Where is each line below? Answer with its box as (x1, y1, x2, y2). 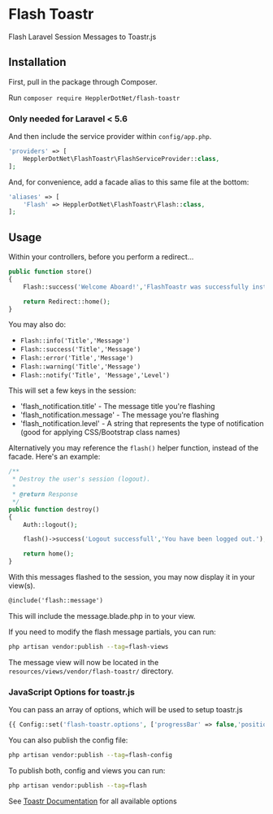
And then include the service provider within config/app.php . (8, 132, 212, 141)
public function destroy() (8, 505, 100, 513)
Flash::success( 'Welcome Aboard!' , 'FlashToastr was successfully (23, 282, 249, 291)
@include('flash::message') (8, 597, 104, 605)
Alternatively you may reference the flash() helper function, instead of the (8, 443, 258, 453)
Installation (8, 55, 67, 69)
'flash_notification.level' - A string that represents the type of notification (19, 419, 264, 429)
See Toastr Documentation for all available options (8, 796, 177, 806)
